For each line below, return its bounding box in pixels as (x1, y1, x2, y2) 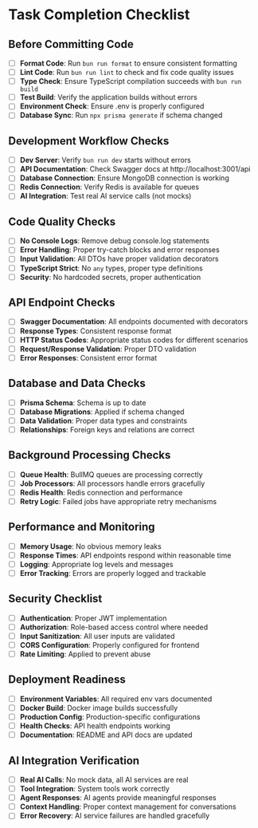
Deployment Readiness (8, 672, 126, 687)
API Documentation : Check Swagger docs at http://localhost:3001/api (19, 164, 251, 174)
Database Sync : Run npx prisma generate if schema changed (19, 110, 223, 120)
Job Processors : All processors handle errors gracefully (19, 479, 205, 488)
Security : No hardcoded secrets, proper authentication (19, 272, 201, 282)
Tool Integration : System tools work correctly (19, 784, 170, 794)
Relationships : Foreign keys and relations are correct (19, 424, 195, 434)
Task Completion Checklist (8, 6, 190, 24)
